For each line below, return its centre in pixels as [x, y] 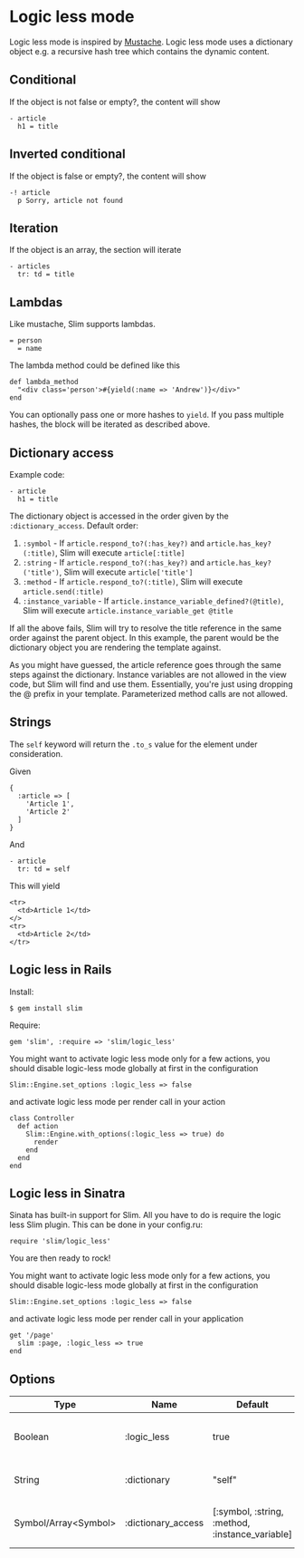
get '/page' [32, 1335]
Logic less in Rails [61, 970]
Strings [30, 722]
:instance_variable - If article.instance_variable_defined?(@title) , [153, 601]
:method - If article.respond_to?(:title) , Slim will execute [133, 581]
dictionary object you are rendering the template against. [115, 647]
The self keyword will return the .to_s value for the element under [133, 744]
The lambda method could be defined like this [95, 365]
